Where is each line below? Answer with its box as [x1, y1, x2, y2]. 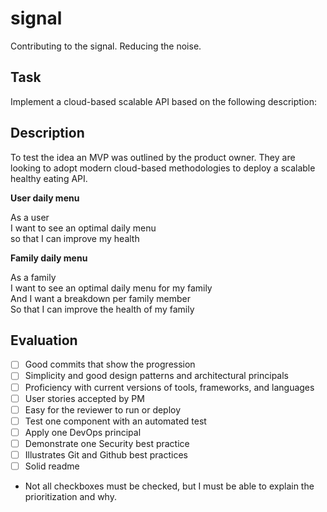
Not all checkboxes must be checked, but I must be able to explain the [24, 480, 315, 492]
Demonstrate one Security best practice [24, 437, 190, 449]
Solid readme [24, 460, 80, 472]
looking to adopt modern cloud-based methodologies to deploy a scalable [10, 162, 316, 174]
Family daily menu [10, 252, 88, 264]
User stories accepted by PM [24, 392, 145, 404]
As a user [10, 211, 50, 223]
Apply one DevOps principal [24, 426, 142, 438]
